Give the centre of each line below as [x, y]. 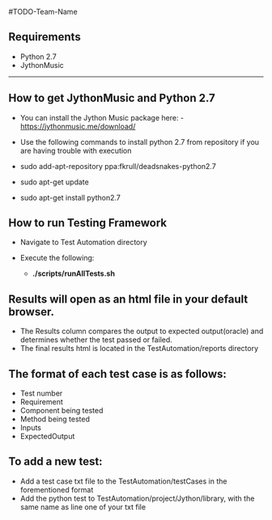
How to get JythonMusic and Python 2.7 [112, 98]
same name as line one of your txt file [83, 507]
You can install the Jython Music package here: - [102, 117]
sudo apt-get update [54, 182]
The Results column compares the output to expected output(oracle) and [142, 332]
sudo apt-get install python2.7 [70, 197]
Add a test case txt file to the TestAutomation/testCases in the [123, 481]
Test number [41, 393]
